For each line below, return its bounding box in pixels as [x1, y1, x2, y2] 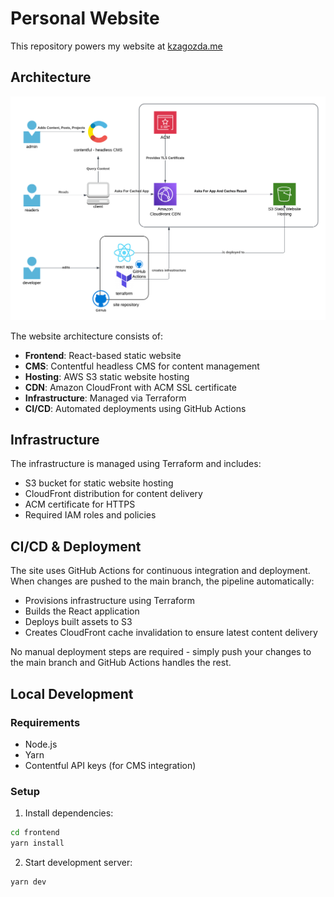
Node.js [24, 738, 58, 750]
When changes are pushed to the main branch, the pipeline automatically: [10, 575, 315, 587]
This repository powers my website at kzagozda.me [10, 40, 223, 52]
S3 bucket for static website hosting [24, 477, 174, 489]
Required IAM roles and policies [24, 509, 157, 521]
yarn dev [10, 877, 47, 887]
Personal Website [10, 7, 160, 30]
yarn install [10, 838, 65, 849]
